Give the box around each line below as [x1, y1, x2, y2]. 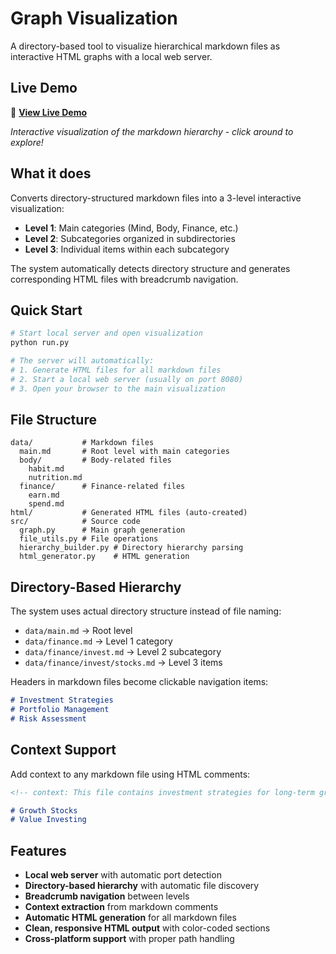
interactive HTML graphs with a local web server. [10, 50, 213, 62]
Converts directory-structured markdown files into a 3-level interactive [10, 192, 302, 204]
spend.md [28, 499, 65, 509]
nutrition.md [28, 473, 83, 483]
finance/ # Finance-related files [19, 482, 186, 492]
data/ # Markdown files [10, 438, 155, 448]
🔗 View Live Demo [10, 106, 88, 118]
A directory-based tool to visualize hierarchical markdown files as [10, 40, 281, 52]
